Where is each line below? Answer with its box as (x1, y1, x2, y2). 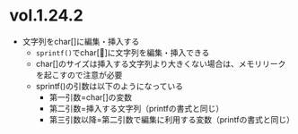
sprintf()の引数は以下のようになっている (35, 80, 184, 91)
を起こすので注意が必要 (35, 69, 123, 80)
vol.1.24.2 (9, 5, 83, 26)
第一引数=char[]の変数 (48, 91, 133, 103)
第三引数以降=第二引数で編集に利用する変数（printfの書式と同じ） (48, 113, 294, 125)
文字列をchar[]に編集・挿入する (22, 36, 140, 46)
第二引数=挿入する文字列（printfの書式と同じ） (48, 103, 224, 113)
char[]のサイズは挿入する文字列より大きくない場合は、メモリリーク (35, 58, 286, 69)
